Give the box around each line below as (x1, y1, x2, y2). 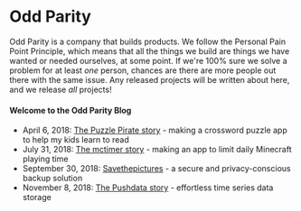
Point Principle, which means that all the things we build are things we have (9, 45, 290, 56)
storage (22, 192, 52, 203)
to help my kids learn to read (22, 134, 129, 145)
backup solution (22, 173, 83, 184)
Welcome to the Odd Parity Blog (9, 105, 132, 115)
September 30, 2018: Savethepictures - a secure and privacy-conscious (22, 163, 291, 174)
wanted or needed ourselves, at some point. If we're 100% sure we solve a (9, 55, 287, 66)
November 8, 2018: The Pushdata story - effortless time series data (22, 182, 274, 193)
